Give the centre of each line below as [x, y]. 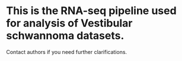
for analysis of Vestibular [69, 23]
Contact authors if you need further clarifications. [67, 52]
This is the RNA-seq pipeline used [91, 11]
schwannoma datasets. [65, 36]
